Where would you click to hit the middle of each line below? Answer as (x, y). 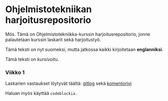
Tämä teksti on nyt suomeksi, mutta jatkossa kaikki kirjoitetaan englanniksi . (84, 49)
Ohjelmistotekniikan (49, 9)
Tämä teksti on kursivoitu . (32, 59)
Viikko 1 (15, 72)
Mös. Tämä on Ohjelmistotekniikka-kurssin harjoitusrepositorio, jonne (78, 34)
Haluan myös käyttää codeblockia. (41, 93)
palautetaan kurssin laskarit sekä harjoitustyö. (53, 40)
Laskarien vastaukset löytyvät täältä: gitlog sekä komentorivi (69, 83)
